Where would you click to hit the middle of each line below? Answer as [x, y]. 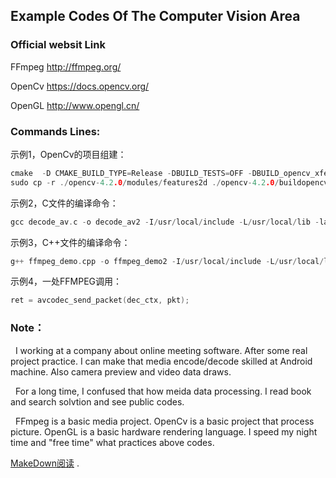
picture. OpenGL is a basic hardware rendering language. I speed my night [164, 431]
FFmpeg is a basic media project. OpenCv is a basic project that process [164, 421]
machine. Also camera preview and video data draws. [121, 371]
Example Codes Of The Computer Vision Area [155, 16]
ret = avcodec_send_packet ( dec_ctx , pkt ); [100, 300]
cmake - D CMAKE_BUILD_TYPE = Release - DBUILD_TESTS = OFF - [131, 173]
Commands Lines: [55, 131]
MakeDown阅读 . [45, 463]
